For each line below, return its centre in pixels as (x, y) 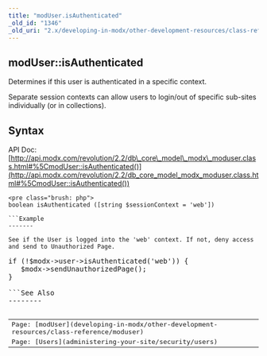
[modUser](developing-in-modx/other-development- (126, 324)
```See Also (31, 293)
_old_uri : (25, 30)
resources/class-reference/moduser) (78, 332)
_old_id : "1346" (35, 23)
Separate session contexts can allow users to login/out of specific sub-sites (132, 97)
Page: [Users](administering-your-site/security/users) (115, 341)
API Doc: (23, 149)
